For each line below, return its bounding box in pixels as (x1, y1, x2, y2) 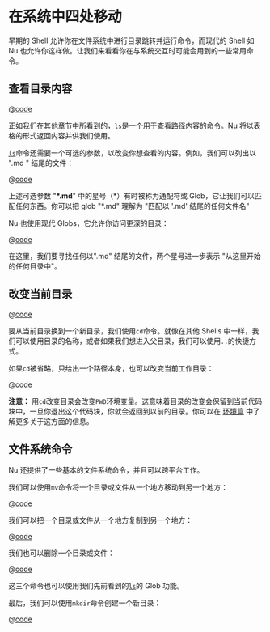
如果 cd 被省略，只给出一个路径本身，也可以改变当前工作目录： (8, 363, 214, 373)
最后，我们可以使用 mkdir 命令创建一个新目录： (8, 598, 162, 608)
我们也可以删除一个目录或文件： (8, 548, 115, 558)
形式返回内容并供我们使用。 (22, 130, 115, 140)
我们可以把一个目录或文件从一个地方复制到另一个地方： (8, 515, 192, 525)
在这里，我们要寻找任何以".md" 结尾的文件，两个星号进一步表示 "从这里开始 (8, 251, 261, 261)
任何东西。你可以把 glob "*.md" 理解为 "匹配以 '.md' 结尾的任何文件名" (15, 201, 250, 210)
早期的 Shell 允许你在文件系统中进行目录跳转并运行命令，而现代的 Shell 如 (8, 36, 255, 45)
